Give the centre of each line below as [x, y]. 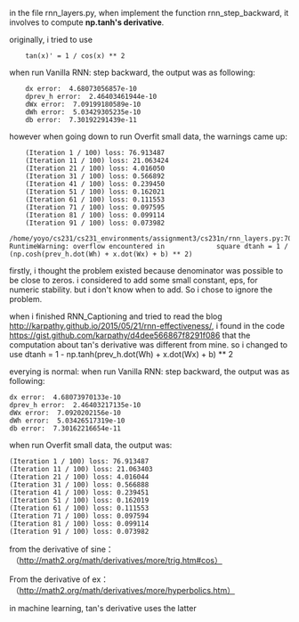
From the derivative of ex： [59, 579]
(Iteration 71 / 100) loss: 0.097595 [95, 208]
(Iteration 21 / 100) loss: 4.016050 [95, 168]
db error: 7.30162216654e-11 [65, 429]
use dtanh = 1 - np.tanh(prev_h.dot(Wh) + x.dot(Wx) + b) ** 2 [121, 354]
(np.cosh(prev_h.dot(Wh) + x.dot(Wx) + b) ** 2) [101, 254]
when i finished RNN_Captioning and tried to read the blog [116, 316]
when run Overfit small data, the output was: [91, 445]
